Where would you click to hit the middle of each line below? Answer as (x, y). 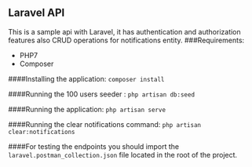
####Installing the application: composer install (86, 78)
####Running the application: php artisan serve (87, 109)
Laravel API (37, 13)
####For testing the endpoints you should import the (93, 146)
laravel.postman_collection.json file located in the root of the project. (123, 154)
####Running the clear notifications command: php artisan (105, 124)
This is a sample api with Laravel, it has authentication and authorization (124, 31)
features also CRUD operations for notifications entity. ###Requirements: (126, 40)
